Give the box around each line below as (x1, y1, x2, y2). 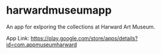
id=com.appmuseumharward (6, 41, 77, 48)
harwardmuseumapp (6, 4, 112, 17)
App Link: (6, 34, 30, 42)
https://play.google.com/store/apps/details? (30, 34, 138, 42)
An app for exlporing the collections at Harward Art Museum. (6, 23, 156, 30)
